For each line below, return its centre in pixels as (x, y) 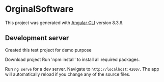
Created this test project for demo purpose (48, 50)
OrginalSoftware (39, 9)
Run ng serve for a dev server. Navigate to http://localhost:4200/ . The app (82, 69)
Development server (37, 38)
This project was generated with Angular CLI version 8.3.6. (64, 23)
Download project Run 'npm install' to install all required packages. (72, 59)
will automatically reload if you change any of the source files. (68, 74)
